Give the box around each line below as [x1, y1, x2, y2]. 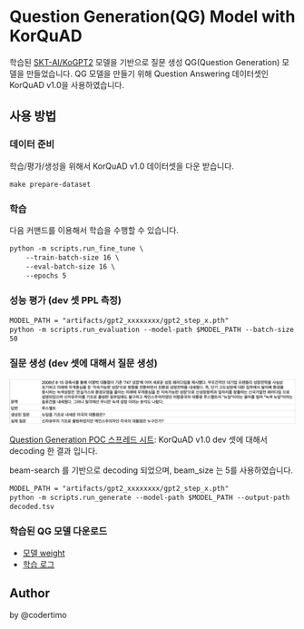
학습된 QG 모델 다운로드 [9, 525, 108, 537]
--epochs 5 [25, 270, 67, 280]
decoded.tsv [9, 502, 54, 512]
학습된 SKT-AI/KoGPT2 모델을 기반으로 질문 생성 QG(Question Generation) [9, 56, 280, 67]
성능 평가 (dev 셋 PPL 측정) [9, 293, 123, 306]
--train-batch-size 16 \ [25, 252, 120, 262]
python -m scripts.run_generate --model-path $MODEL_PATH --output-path [9, 493, 290, 503]
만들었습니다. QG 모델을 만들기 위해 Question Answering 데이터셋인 [25, 68, 270, 79]
